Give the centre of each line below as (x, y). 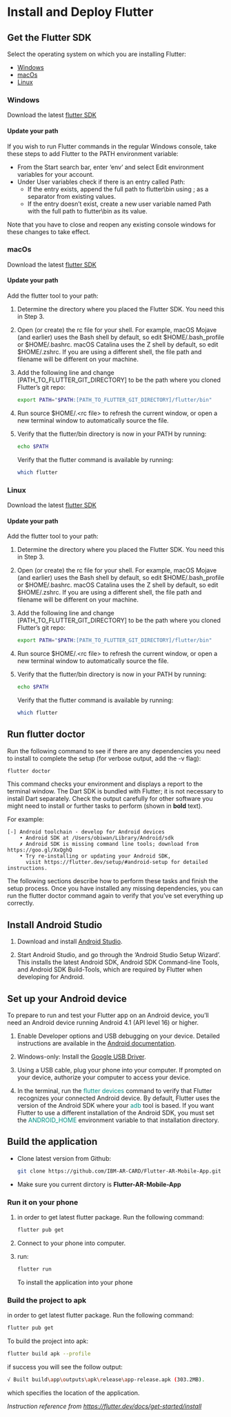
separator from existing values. (71, 196)
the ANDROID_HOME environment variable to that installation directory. (118, 1120)
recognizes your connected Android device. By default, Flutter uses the (119, 1098)
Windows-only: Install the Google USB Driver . (81, 1057)
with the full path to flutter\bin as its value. (87, 211)
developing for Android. (51, 977)
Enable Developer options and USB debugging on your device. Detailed (119, 1036)
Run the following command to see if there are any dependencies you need (114, 751)
